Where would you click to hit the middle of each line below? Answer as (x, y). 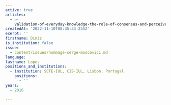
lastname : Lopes (22, 62)
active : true (19, 10)
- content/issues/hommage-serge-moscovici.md (59, 52)
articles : (16, 15)
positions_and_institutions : (36, 66)
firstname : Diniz (24, 39)
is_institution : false (29, 43)
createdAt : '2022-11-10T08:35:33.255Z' (48, 29)
